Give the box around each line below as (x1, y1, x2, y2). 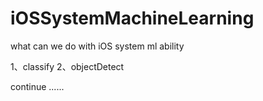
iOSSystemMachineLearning (10, 7, 255, 30)
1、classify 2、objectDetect (10, 60, 125, 72)
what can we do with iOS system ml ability (10, 40, 185, 52)
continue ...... (10, 80, 65, 92)
